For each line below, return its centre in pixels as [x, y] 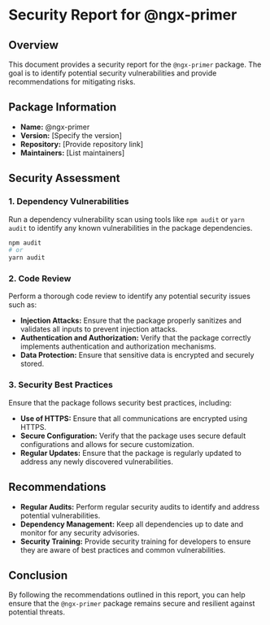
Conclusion [38, 575]
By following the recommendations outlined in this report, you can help [127, 595]
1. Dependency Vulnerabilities [69, 202]
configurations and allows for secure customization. [107, 444]
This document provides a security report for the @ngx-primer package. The [135, 64]
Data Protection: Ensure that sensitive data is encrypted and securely [137, 355]
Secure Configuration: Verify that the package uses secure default [133, 436]
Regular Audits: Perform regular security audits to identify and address [140, 506]
